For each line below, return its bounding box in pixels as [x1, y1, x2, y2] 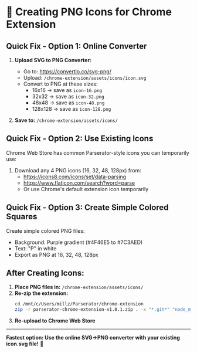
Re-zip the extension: [14, 290, 69, 297]
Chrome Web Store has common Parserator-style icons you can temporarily [6, 149, 189, 156]
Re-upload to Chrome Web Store [14, 317, 96, 324]
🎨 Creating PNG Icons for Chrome [6, 5, 172, 19]
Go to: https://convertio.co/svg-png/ [23, 68, 111, 75]
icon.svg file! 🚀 [6, 340, 44, 348]
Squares [6, 212, 38, 222]
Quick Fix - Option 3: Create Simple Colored [6, 202, 169, 213]
